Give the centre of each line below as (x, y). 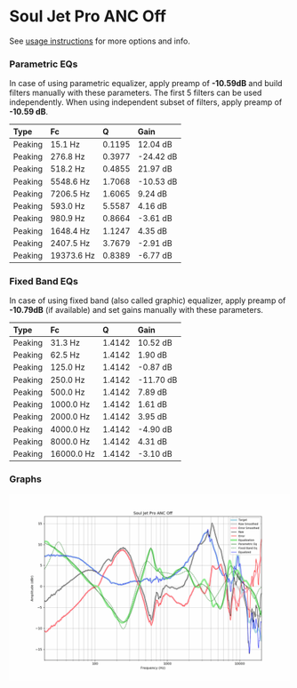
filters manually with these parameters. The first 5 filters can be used (136, 93)
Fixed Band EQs (44, 281)
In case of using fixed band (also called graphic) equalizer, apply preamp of (148, 300)
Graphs (25, 479)
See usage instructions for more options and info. (100, 41)
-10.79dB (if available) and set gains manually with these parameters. (136, 310)
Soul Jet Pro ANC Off (88, 16)
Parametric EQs (44, 64)
